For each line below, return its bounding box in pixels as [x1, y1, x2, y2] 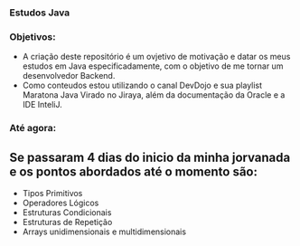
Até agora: [9, 122, 57, 135]
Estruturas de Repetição [22, 216, 113, 227]
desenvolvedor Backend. [22, 71, 116, 81]
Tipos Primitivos [22, 187, 83, 198]
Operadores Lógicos [22, 197, 99, 208]
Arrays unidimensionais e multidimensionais [22, 226, 187, 237]
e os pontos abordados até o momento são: [9, 164, 258, 179]
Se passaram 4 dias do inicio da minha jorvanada [9, 149, 291, 165]
